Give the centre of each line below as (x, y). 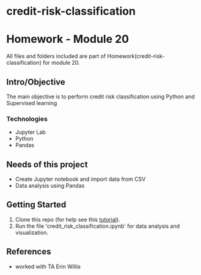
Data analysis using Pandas (50, 186)
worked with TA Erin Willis (48, 266)
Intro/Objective (36, 82)
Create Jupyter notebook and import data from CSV (80, 179)
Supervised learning (32, 103)
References (29, 252)
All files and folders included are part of (56, 56)
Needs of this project (47, 164)
